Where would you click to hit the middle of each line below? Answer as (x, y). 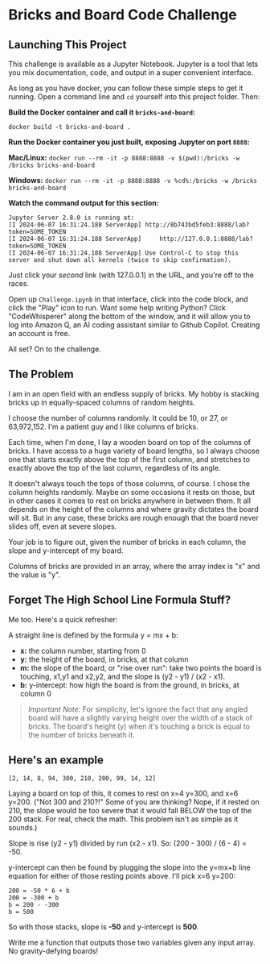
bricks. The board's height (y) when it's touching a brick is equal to (139, 726)
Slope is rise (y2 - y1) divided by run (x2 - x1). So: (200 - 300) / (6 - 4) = (127, 843)
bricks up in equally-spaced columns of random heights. (102, 402)
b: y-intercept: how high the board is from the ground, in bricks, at (129, 685)
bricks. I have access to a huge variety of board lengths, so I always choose (134, 451)
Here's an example (56, 760)
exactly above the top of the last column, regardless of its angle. (115, 467)
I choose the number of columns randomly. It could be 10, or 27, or (118, 418)
